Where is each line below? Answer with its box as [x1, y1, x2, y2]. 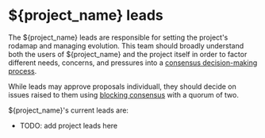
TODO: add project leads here [19, 121, 118, 130]
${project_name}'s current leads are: [8, 105, 129, 115]
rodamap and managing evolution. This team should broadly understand [8, 40, 244, 50]
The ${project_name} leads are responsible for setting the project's [8, 33, 229, 42]
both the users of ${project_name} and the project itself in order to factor [8, 49, 248, 59]
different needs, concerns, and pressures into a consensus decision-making [8, 58, 258, 67]
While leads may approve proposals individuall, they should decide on [8, 82, 236, 91]
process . [8, 66, 37, 75]
